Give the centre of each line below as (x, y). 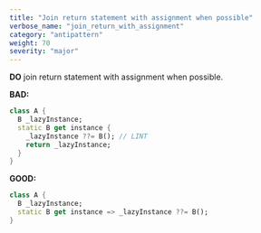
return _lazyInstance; (68, 144)
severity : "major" (44, 51)
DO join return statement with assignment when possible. (116, 77)
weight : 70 (30, 43)
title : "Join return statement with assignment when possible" (131, 18)
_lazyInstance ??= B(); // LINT (87, 136)
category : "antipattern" (56, 34)
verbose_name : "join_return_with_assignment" (97, 26)
